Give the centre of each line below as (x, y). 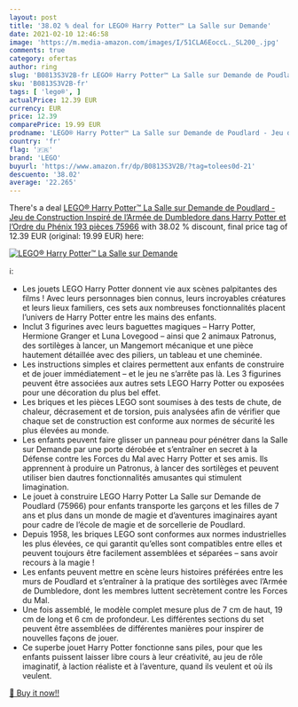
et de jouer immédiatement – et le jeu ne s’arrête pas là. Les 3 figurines (152, 374)
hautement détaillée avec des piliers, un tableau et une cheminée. (142, 355)
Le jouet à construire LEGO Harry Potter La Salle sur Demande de (141, 496)
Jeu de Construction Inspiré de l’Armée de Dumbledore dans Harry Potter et (148, 218)
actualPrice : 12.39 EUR (53, 100)
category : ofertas (43, 59)
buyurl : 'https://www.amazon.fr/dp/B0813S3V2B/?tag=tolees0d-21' (132, 166)
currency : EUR (35, 108)
